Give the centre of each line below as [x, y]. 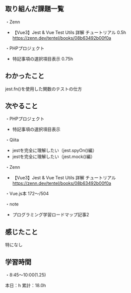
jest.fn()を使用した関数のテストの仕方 [44, 89]
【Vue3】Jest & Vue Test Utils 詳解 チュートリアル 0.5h [69, 32]
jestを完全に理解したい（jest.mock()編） [54, 157]
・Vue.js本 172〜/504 [27, 194]
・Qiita [12, 140]
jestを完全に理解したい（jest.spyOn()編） [55, 150]
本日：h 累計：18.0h [26, 286]
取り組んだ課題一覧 [34, 9]
